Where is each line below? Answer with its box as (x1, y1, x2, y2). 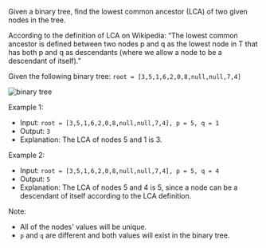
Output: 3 (19, 127, 50, 136)
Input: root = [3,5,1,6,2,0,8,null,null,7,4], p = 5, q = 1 (19, 118, 220, 127)
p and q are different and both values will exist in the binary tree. (19, 230, 230, 240)
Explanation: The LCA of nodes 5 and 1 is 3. (19, 135, 162, 144)
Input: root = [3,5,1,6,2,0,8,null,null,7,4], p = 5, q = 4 (19, 166, 220, 175)
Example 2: (8, 151, 45, 159)
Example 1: (8, 103, 44, 112)
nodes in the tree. (8, 15, 66, 25)
